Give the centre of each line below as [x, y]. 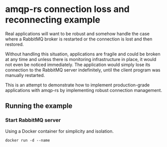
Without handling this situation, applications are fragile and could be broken [83, 54]
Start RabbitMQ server [33, 120]
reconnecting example [53, 20]
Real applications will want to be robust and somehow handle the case [77, 33]
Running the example [39, 106]
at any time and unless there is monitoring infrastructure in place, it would [81, 59]
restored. [14, 44]
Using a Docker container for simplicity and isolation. [59, 131]
